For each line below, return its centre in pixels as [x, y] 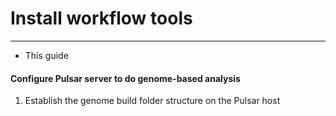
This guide [46, 55]
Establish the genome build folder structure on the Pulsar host [152, 101]
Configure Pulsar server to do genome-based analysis [125, 78]
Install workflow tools [101, 18]
